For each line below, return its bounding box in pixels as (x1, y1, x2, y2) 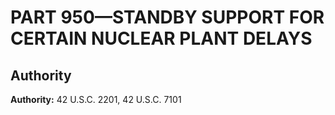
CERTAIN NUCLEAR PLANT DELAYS (10, 27, 313, 50)
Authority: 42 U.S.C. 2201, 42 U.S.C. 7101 (10, 94, 182, 105)
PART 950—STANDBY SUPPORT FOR (10, 6, 325, 29)
